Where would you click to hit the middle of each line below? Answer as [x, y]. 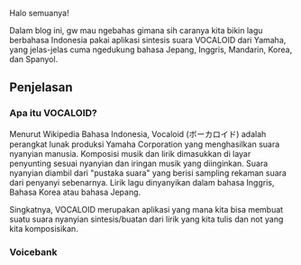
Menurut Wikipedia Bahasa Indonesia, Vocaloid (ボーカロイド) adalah [138, 133]
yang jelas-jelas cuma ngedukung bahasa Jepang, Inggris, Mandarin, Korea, [151, 50]
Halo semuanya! [39, 13]
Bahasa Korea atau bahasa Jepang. [75, 192]
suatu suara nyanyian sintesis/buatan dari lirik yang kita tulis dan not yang [146, 219]
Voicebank [33, 251]
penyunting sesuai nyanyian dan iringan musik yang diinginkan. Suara [139, 163]
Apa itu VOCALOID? [53, 114]
